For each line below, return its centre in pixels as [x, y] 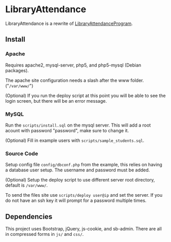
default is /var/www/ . [27, 185]
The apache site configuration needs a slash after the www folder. [75, 80]
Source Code [22, 154]
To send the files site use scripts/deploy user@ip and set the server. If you [84, 195]
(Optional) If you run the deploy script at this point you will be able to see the [85, 96]
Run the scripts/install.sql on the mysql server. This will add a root [78, 125]
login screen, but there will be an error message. [56, 101]
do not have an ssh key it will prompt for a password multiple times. [76, 201]
